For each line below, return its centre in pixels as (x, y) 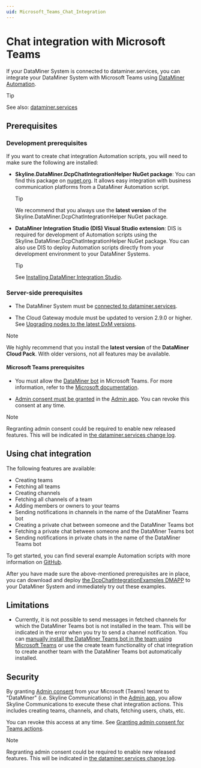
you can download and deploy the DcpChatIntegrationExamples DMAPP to (98, 580)
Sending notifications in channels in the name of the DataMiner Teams (102, 512)
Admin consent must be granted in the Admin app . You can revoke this (102, 399)
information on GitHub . (34, 562)
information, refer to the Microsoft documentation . (77, 387)
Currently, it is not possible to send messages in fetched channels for (100, 619)
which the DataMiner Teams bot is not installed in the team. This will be (103, 626)
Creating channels (37, 493)
